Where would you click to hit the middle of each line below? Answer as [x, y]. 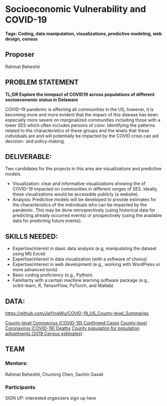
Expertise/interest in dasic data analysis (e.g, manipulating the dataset [84, 248]
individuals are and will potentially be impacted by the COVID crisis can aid [82, 136]
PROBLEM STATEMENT [42, 83]
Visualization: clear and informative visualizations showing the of [79, 184]
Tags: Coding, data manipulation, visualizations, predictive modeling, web [83, 33]
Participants [20, 387]
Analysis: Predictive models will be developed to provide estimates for [84, 200]
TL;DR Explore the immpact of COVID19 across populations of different [80, 94]
